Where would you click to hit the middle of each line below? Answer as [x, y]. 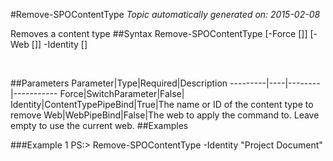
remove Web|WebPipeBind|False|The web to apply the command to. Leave [165, 115]
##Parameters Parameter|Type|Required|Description [119, 83]
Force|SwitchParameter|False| [122, 93]
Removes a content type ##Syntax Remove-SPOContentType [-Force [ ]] [159, 33]
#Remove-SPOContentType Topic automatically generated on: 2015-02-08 [165, 14]
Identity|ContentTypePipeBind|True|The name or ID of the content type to [162, 104]
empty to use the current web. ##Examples [99, 125]
